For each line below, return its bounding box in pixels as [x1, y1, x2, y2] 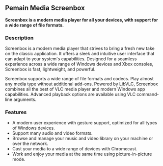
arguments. [13, 96, 37, 102]
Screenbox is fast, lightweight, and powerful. [5, 66, 96, 72]
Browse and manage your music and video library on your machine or [12, 136, 154, 142]
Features [5, 109, 27, 116]
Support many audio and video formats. [12, 130, 93, 136]
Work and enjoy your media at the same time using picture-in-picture [12, 151, 152, 157]
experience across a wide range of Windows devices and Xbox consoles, [5, 61, 154, 67]
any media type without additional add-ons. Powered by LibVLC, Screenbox [5, 81, 158, 87]
